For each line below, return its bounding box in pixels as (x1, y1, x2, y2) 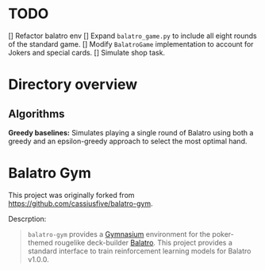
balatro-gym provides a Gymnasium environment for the (27, 229, 211, 238)
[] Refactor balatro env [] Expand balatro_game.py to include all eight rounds (8, 31, 257, 40)
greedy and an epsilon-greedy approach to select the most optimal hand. (8, 136, 248, 146)
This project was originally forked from (8, 190, 135, 200)
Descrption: (8, 214, 47, 223)
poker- (212, 229, 234, 238)
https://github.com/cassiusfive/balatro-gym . (8, 199, 153, 208)
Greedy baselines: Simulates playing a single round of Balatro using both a (8, 127, 254, 137)
